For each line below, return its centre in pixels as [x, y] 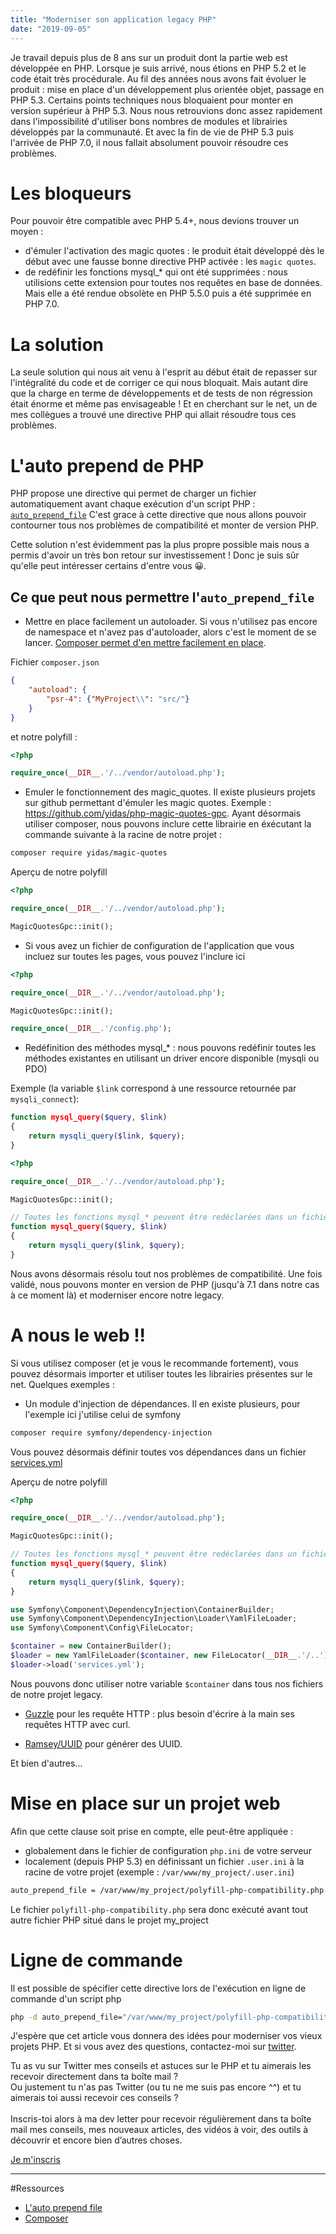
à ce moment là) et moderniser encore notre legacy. [117, 1295]
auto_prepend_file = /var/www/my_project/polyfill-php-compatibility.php [167, 1890]
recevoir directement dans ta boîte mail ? [94, 2077]
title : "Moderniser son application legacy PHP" [113, 19]
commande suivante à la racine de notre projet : [123, 835]
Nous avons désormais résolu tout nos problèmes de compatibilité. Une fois [166, 1273]
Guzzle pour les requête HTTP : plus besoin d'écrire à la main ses [159, 1713]
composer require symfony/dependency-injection [111, 1432]
